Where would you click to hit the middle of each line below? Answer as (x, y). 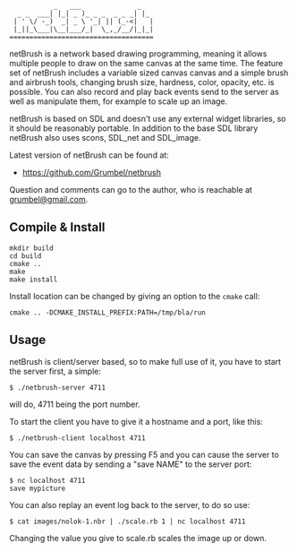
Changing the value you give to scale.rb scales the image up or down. (138, 538)
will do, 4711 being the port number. (75, 404)
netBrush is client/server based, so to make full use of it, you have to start (145, 361)
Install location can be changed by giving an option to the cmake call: (135, 296)
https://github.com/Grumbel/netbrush (91, 172)
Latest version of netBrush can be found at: (89, 155)
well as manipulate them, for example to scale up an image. (119, 101)
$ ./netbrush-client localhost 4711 (77, 438)
